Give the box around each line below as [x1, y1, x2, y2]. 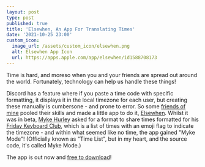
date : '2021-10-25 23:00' [6, 32, 72, 38]
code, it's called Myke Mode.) [6, 141, 81, 149]
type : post [6, 15, 34, 21]
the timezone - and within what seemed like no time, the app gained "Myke [6, 128, 196, 136]
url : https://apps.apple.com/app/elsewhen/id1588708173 [12, 54, 157, 61]
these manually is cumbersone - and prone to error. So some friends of [6, 102, 186, 110]
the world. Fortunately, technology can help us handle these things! [6, 78, 176, 85]
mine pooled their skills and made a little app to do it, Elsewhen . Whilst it [6, 109, 188, 116]
